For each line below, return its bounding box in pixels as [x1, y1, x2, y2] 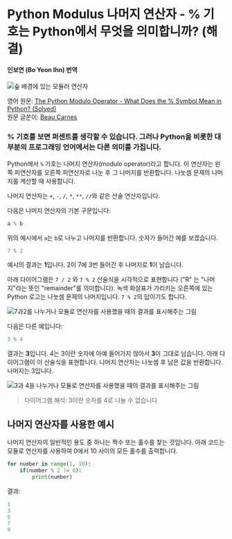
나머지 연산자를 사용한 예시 [7, 418, 114, 430]
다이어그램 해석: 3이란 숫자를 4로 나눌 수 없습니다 [24, 396, 158, 405]
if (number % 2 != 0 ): [19, 467, 82, 474]
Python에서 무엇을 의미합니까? [32, 24, 199, 39]
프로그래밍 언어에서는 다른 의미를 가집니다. [28, 143, 161, 152]
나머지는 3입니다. [7, 366, 54, 375]
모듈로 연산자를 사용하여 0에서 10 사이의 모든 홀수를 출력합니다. [7, 447, 178, 455]
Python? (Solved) [7, 105, 57, 113]
